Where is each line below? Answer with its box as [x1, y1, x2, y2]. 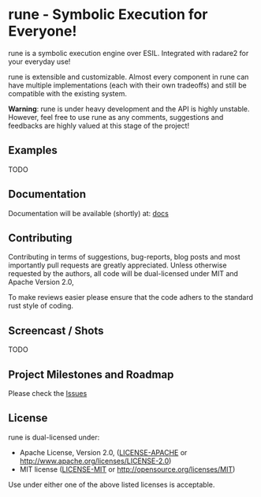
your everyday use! [8, 57, 71, 66]
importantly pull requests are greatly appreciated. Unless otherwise [8, 260, 227, 270]
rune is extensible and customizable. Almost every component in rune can [8, 72, 249, 81]
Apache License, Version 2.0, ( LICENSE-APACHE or [19, 447, 188, 457]
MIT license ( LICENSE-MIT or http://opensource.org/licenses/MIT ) [19, 464, 236, 474]
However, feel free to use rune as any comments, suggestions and [8, 112, 224, 121]
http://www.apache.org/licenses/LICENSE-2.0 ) [19, 456, 172, 465]
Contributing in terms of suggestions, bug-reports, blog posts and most [8, 252, 240, 262]
